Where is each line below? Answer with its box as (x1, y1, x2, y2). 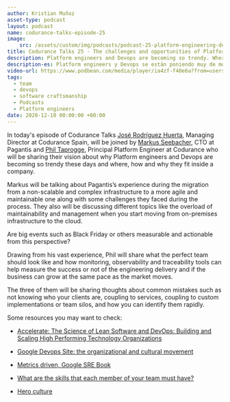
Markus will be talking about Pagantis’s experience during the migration (7, 180, 209, 188)
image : (7, 36, 26, 42)
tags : (7, 73, 23, 81)
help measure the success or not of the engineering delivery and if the (7, 265, 206, 273)
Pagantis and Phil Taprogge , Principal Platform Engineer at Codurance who (7, 145, 219, 153)
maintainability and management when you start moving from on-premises (7, 210, 218, 218)
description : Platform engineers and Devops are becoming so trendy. (7, 55, 210, 62)
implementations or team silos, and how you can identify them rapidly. (7, 300, 205, 308)
